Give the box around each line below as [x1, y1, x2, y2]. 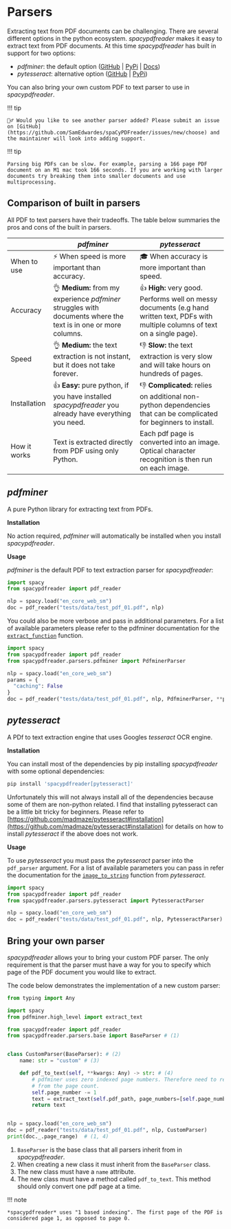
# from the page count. [32, 1082, 100, 1090]
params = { [7, 677, 38, 683]
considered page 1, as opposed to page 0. [7, 1215, 131, 1221]
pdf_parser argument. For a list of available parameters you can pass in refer [7, 863, 224, 872]
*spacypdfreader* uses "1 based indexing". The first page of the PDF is [7, 1208, 223, 1216]
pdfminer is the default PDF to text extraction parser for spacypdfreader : [7, 566, 214, 574]
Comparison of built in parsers [7, 197, 141, 209]
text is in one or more [52, 320, 122, 330]
